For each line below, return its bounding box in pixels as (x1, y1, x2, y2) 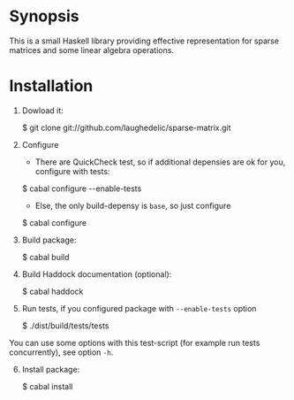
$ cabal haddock (21, 286, 84, 296)
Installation (9, 76, 94, 96)
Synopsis (9, 6, 79, 27)
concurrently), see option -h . (9, 347, 114, 358)
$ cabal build (21, 251, 70, 262)
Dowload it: (21, 104, 64, 116)
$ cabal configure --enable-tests (21, 183, 142, 194)
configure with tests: (34, 165, 110, 176)
